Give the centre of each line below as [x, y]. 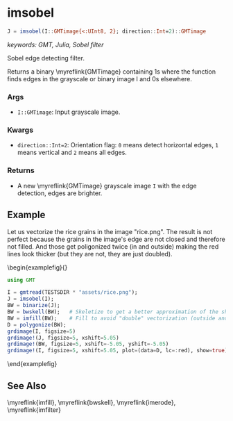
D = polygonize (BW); [37, 324]
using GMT [21, 280]
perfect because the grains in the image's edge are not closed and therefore [116, 239]
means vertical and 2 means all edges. [72, 152]
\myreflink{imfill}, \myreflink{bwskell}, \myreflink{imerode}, [92, 402]
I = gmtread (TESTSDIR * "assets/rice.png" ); [72, 292]
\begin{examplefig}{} [37, 267]
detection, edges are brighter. [60, 193]
